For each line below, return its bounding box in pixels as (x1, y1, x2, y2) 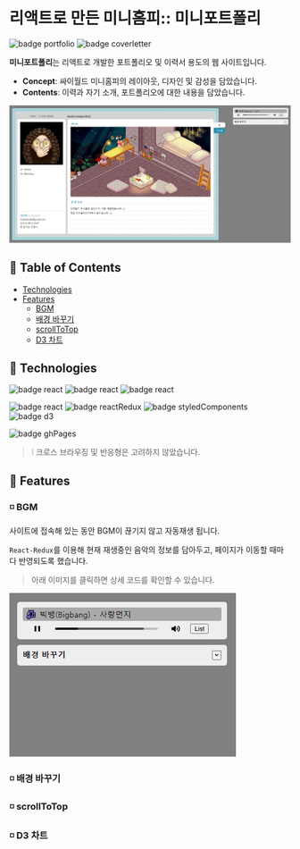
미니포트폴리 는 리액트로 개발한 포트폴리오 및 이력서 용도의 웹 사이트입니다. (9, 56, 267, 67)
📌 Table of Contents (9, 260, 121, 275)
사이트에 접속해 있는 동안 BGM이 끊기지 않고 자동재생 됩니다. (9, 525, 221, 536)
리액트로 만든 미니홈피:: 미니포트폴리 (9, 8, 262, 29)
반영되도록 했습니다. (18, 556, 88, 567)
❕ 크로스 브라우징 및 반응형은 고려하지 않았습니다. (30, 447, 201, 458)
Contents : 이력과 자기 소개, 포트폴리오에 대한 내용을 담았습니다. (21, 87, 246, 97)
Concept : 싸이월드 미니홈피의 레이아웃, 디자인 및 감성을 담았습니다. (21, 75, 257, 86)
